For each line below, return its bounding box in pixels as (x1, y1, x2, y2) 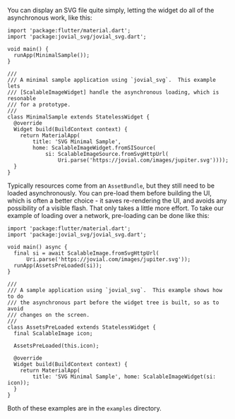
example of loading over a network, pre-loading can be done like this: (7, 212, 210, 219)
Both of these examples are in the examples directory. (7, 404, 162, 412)
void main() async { (7, 243, 68, 250)
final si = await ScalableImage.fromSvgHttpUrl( (13, 250, 159, 257)
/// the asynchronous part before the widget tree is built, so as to (7, 299, 219, 306)
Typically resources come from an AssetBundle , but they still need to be (7, 181, 215, 190)
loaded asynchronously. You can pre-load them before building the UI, (7, 189, 212, 197)
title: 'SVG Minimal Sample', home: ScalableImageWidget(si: (32, 373, 217, 380)
